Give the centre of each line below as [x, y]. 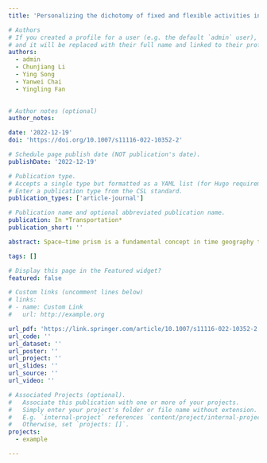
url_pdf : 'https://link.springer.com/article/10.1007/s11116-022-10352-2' [135, 329]
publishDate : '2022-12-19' [53, 161]
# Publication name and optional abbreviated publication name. [117, 213]
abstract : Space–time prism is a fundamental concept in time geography [131, 242]
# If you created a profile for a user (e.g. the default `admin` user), [133, 37]
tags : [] [23, 256]
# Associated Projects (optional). [67, 395]
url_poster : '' [33, 351]
